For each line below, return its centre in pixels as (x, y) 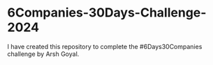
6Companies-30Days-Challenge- (107, 13)
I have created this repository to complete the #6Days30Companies (105, 46)
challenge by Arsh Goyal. (43, 54)
